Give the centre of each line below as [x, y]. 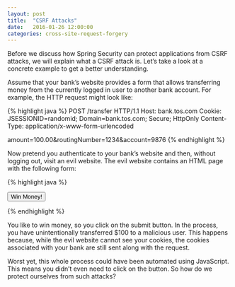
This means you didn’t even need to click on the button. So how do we [110, 269]
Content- [214, 119]
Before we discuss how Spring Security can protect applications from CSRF [117, 54]
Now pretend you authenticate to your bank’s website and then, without [111, 153]
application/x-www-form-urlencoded [80, 126]
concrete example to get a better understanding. [78, 69]
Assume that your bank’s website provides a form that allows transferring [114, 83]
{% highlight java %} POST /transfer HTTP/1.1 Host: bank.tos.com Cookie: [114, 111]
